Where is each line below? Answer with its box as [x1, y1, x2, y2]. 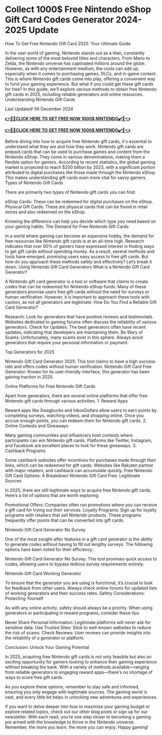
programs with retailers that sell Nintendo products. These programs [5, 512, 142, 518]
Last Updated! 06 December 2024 [5, 106, 74, 112]
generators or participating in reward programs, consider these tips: [5, 610, 140, 616]
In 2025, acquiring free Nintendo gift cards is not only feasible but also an [5, 653, 152, 660]
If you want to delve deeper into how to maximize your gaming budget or [5, 703, 150, 709]
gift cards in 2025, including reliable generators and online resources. [5, 91, 144, 97]
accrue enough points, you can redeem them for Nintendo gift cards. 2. [5, 418, 147, 423]
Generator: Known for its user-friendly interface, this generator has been [5, 368, 150, 374]
